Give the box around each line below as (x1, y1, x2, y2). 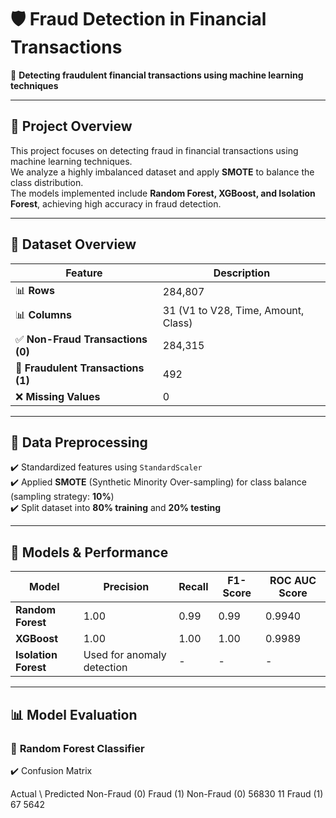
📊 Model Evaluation (10, 706, 138, 723)
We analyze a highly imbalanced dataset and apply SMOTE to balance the (10, 166, 315, 178)
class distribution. (10, 176, 84, 188)
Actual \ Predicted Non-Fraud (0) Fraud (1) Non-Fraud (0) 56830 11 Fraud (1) (10, 787, 324, 800)
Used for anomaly (83, 648, 167, 662)
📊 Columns (15, 308, 72, 322)
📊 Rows (15, 283, 55, 297)
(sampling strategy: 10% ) (10, 491, 115, 503)
